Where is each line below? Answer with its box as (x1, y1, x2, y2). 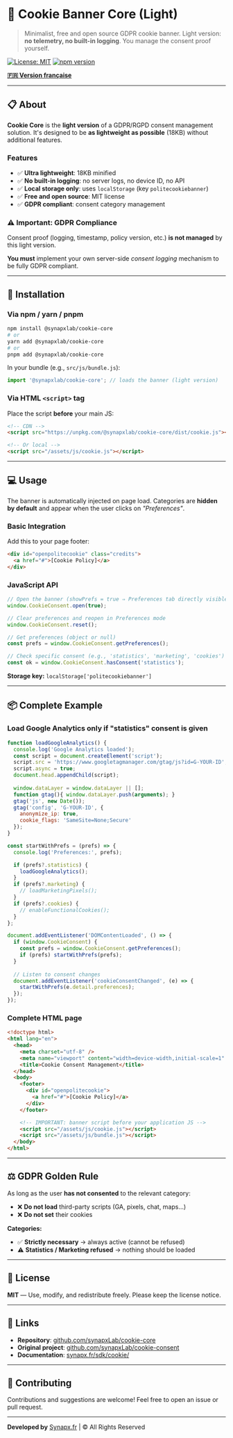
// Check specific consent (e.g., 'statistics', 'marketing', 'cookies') (7, 653, 225, 660)
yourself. (24, 44, 50, 52)
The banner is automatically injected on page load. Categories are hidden (7, 496, 218, 505)
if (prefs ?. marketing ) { (13, 881, 85, 888)
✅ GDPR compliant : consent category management (17, 200, 165, 209)
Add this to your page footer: (7, 537, 90, 546)
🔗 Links (7, 1317, 40, 1330)
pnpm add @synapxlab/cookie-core (7, 351, 104, 358)
